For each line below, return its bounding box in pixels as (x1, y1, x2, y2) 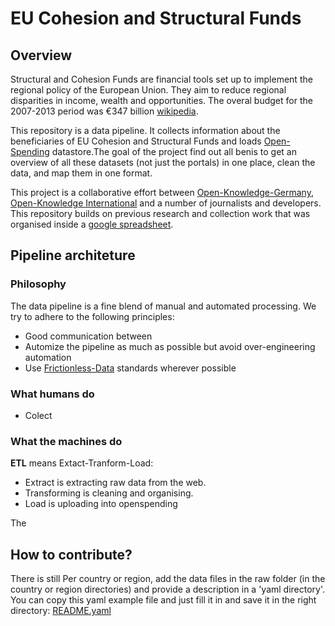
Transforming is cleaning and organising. (24, 487, 194, 499)
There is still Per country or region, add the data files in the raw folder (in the (10, 573, 326, 585)
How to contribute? (10, 546, 133, 563)
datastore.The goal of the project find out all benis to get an (51, 146, 297, 157)
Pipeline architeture (10, 247, 136, 264)
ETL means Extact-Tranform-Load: (10, 457, 154, 469)
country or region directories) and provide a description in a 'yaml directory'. (10, 583, 326, 596)
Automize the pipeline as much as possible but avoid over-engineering (24, 340, 316, 352)
